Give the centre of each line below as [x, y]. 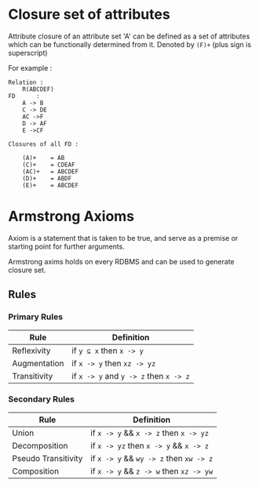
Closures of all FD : [44, 144]
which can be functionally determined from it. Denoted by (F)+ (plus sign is [130, 44]
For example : [30, 67]
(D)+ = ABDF [47, 178]
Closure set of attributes [89, 15]
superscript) [28, 53]
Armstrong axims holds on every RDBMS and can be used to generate [121, 261]
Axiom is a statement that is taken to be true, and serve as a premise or [123, 238]
